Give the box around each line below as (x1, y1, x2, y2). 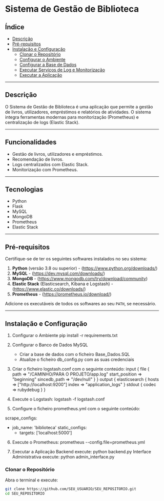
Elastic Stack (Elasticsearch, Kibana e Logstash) (12, 281, 110, 287)
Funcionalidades (5, 138, 57, 146)
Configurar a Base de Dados (19, 62, 77, 67)
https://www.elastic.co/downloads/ (14, 286, 84, 292)
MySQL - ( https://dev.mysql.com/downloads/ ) (12, 271, 105, 276)
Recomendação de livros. (12, 156, 63, 162)
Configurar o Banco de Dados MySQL (12, 342, 88, 348)
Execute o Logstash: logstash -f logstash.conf (12, 397, 105, 402)
